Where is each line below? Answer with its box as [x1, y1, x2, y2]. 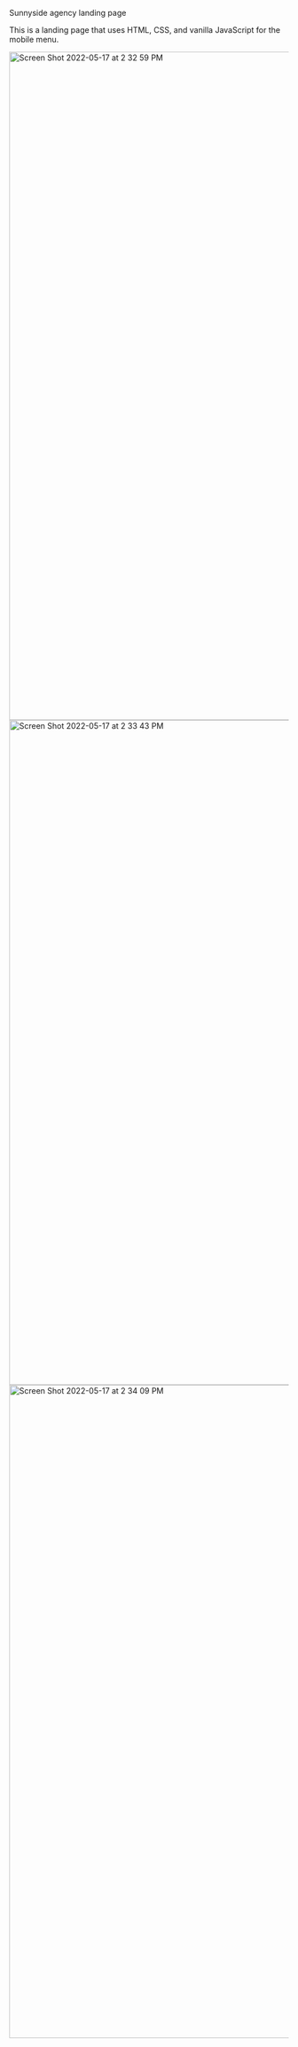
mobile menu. [9, 35, 59, 44]
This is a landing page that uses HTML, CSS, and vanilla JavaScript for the [9, 25, 281, 35]
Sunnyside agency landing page [9, 8, 127, 18]
